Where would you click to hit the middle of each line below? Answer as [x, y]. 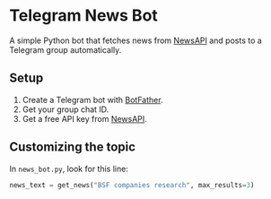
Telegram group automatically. [66, 49]
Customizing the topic [73, 147]
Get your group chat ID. [66, 109]
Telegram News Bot [84, 16]
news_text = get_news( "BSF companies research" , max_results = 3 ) [132, 185]
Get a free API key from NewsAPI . [85, 118]
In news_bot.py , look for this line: [69, 169]
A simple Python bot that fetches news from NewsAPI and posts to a [135, 40]
